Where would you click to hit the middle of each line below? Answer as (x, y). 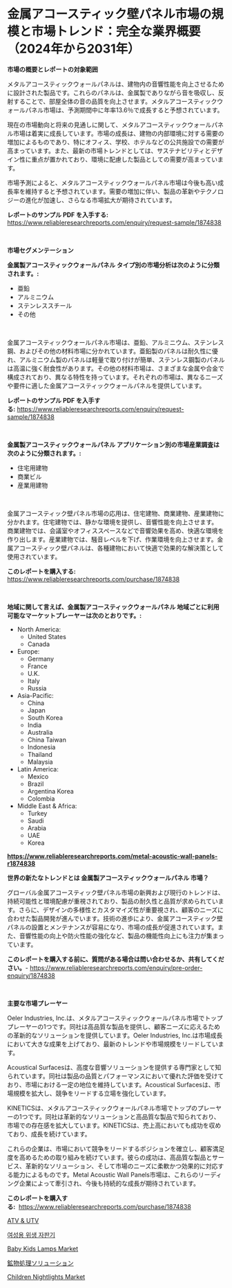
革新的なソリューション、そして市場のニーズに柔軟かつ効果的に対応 (122, 1166)
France (38, 666)
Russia (37, 688)
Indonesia (41, 747)
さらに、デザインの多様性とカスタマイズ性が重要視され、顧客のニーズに (121, 910)
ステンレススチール (45, 305)
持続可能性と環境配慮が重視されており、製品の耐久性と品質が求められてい (113, 901)
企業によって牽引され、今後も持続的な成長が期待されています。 (109, 1183)
